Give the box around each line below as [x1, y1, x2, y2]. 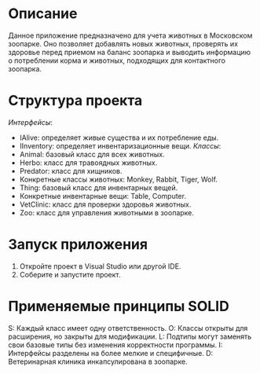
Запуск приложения [8, 236, 148, 254]
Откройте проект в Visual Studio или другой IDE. [19, 261, 181, 271]
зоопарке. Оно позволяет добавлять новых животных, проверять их [8, 38, 238, 48]
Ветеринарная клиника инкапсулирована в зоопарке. [8, 357, 188, 366]
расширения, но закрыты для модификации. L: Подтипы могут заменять [8, 332, 252, 341]
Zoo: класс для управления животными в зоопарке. [19, 207, 195, 217]
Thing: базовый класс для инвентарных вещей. [19, 182, 178, 192]
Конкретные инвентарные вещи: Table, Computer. [19, 191, 187, 200]
